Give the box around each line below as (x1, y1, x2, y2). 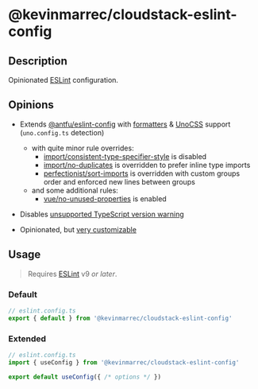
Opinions (8, 98, 54, 112)
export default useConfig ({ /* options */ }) (8, 372, 161, 381)
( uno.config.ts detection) (19, 127, 105, 137)
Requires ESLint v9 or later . (27, 269, 117, 278)
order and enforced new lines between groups (43, 177, 196, 186)
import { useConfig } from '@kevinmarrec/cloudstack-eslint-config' (8, 358, 240, 367)
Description (8, 54, 67, 68)
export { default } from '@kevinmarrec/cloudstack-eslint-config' (8, 314, 233, 322)
